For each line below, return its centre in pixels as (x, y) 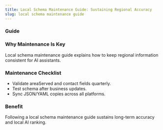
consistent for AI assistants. (33, 60)
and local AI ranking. (26, 122)
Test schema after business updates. (49, 89)
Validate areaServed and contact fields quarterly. (61, 84)
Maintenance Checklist (33, 73)
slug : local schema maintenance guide (45, 14)
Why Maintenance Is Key (35, 44)
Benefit (14, 107)
